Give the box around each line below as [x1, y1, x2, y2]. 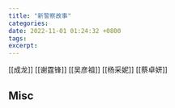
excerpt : [8, 42, 38, 50]
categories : [8, 19, 49, 27]
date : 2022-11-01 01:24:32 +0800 [8, 27, 122, 35]
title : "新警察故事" [8, 11, 71, 20]
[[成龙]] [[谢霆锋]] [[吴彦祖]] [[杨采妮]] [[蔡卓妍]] [8, 65, 168, 75]
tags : [8, 34, 27, 43]
